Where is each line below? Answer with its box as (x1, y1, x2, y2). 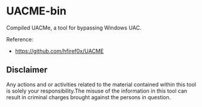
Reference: (6, 35, 34, 43)
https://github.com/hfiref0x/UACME (14, 47, 104, 55)
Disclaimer (6, 65, 48, 75)
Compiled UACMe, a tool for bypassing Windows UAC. (6, 24, 142, 31)
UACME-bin (6, 4, 67, 18)
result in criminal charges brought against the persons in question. (6, 93, 171, 100)
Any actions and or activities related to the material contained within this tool (6, 81, 197, 88)
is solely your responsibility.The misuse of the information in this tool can (6, 87, 188, 94)
